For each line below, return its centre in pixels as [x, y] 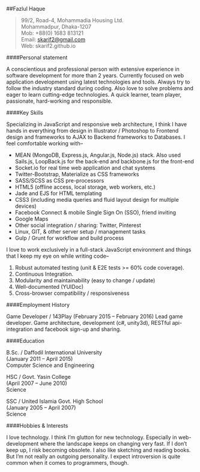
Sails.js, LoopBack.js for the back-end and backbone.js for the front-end [104, 161]
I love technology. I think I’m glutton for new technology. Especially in [92, 437]
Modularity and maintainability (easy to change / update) [85, 280]
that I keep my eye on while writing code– [58, 256]
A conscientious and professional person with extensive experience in [93, 69]
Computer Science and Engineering [50, 365]
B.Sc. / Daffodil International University [54, 352]
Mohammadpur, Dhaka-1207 [56, 27]
